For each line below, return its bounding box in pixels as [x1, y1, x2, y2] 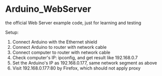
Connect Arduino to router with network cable [12, 44, 107, 50]
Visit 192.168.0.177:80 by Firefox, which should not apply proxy [12, 65, 141, 71]
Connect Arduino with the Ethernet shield [12, 38, 97, 45]
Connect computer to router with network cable [12, 49, 111, 55]
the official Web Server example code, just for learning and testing [5, 20, 142, 26]
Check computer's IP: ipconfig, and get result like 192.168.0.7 [12, 54, 138, 60]
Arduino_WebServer [5, 3, 91, 15]
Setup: [5, 29, 19, 35]
